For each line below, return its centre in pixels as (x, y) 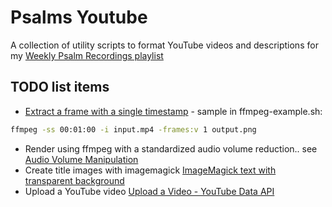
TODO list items (60, 87)
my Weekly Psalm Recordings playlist (87, 55)
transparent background (74, 180)
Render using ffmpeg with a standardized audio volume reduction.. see (171, 148)
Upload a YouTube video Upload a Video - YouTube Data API (149, 191)
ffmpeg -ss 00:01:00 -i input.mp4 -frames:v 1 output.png (133, 129)
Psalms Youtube (79, 17)
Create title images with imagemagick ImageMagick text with (150, 170)
